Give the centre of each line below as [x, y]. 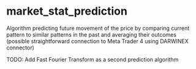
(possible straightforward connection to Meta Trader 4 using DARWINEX [97, 41]
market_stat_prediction [67, 11]
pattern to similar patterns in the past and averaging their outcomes [91, 34]
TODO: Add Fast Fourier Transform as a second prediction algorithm [92, 59]
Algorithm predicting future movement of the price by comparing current [98, 28]
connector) [21, 48]
